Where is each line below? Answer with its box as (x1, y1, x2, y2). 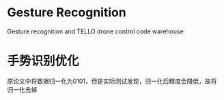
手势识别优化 (7, 53, 80, 69)
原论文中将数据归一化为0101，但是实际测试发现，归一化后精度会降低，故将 (7, 77, 217, 85)
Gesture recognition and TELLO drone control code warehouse (7, 27, 184, 35)
